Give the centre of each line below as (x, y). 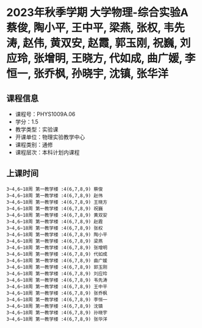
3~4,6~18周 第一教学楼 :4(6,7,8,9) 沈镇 (55, 306)
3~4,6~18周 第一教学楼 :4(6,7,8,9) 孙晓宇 (57, 313)
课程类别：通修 (34, 145)
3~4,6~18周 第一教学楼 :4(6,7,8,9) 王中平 (57, 286)
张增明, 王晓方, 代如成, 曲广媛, (108, 58)
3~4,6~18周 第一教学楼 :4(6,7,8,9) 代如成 (57, 254)
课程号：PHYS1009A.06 (45, 114)
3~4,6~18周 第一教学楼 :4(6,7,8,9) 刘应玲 (57, 274)
